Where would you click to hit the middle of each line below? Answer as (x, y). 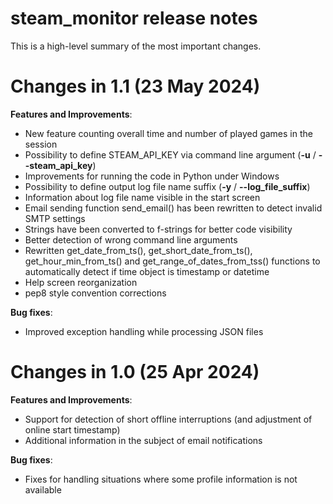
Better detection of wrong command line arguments (131, 239)
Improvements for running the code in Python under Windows (152, 176)
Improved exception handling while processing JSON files (144, 331)
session (41, 144)
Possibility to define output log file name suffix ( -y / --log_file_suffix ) (167, 186)
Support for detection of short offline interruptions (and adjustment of (168, 419)
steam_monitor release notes (134, 18)
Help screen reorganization (81, 282)
